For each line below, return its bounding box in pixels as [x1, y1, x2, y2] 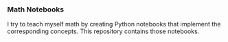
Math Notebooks [7, 5, 64, 14]
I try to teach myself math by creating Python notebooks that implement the [7, 20, 221, 28]
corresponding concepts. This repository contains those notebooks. [7, 27, 200, 35]
